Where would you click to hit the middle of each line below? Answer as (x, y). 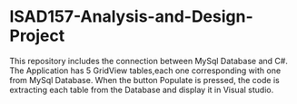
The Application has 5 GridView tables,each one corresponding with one (145, 71)
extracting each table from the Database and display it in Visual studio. (142, 90)
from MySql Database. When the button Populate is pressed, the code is (144, 80)
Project (37, 36)
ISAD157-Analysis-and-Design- (132, 17)
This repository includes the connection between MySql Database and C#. (149, 61)
